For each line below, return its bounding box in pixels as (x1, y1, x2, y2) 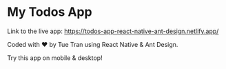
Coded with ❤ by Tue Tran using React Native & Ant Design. (7, 40, 178, 48)
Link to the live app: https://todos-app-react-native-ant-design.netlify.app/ (7, 27, 219, 35)
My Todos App (7, 4, 92, 20)
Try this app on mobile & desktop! (7, 53, 103, 62)
